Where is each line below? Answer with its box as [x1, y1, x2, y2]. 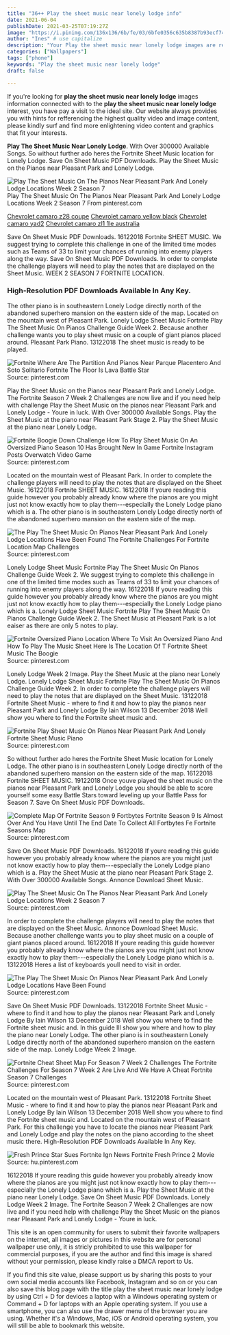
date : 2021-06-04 [7, 16, 57, 23]
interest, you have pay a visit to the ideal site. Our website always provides [7, 107, 218, 115]
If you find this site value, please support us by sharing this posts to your [7, 1270, 212, 1278]
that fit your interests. [7, 128, 68, 137]
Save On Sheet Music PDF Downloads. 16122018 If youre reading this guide [7, 847, 220, 855]
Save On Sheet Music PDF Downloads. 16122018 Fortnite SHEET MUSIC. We [7, 232, 222, 240]
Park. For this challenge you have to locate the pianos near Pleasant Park [7, 1123, 214, 1131]
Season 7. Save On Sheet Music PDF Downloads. [7, 798, 145, 806]
